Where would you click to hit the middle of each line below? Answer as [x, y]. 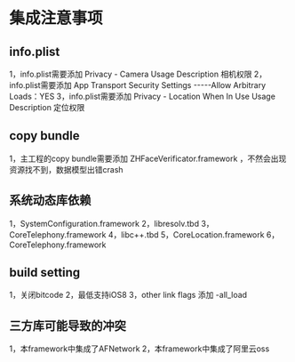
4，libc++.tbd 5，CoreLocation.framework [186, 234]
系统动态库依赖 [50, 201]
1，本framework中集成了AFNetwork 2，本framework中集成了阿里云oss [140, 349]
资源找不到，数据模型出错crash [66, 169]
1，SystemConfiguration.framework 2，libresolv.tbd [104, 223]
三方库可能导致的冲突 [68, 326]
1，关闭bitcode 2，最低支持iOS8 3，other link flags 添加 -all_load [128, 295]
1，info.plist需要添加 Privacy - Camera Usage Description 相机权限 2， [138, 74]
